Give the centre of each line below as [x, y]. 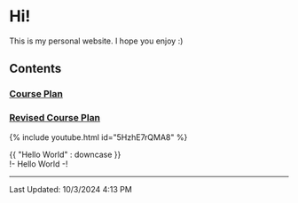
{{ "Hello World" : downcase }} [65, 154]
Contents [35, 69]
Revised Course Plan [55, 118]
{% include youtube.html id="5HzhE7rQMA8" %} [98, 137]
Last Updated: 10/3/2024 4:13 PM [71, 189]
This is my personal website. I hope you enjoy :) [96, 41]
